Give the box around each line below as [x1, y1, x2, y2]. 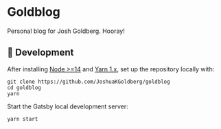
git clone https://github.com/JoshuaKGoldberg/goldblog [7, 78, 170, 85]
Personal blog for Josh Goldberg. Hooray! [7, 27, 125, 35]
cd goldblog [7, 84, 41, 91]
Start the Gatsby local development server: [7, 102, 128, 110]
